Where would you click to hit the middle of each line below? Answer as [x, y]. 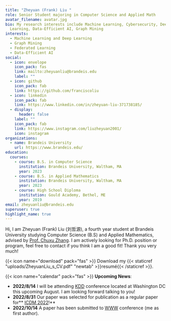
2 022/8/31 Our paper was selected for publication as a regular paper [85, 297]
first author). [26, 313]
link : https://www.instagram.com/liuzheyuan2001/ [68, 129]
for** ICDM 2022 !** [34, 303]
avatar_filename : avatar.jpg [36, 19]
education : [17, 153]
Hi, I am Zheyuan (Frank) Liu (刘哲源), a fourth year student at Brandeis [80, 229]
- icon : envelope [28, 62]
